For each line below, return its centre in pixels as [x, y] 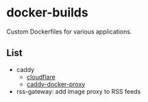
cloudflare [41, 77]
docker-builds [47, 13]
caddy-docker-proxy [56, 84]
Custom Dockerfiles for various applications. [69, 31]
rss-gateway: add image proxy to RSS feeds [78, 91]
